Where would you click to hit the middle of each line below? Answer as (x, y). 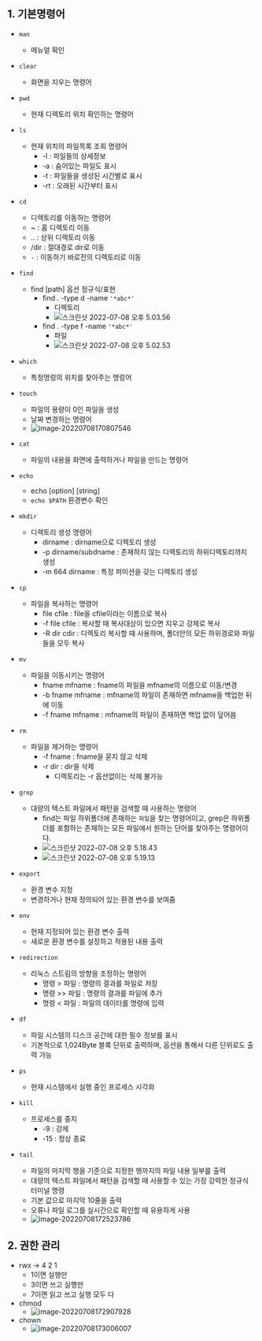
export (30, 874)
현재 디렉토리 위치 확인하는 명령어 (82, 114)
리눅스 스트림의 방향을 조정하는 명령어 (89, 973)
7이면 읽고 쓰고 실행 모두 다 (72, 1294)
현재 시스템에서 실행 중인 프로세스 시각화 (92, 1086)
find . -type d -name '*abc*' (89, 297)
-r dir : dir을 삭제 (68, 766)
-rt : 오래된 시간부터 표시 (80, 185)
